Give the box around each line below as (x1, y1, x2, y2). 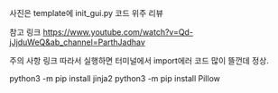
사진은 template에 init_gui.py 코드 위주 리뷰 (9, 8, 164, 18)
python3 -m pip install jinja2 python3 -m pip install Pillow (9, 73, 221, 83)
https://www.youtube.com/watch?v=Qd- (42, 27, 194, 38)
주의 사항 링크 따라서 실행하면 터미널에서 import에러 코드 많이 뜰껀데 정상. (9, 55, 269, 65)
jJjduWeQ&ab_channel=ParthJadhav (9, 37, 146, 47)
